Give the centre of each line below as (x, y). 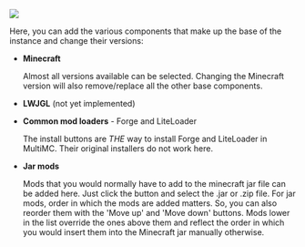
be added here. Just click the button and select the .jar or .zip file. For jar (159, 193)
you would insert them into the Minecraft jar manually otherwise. (143, 232)
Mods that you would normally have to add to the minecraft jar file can (154, 184)
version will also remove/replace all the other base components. (142, 86)
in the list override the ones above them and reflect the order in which (153, 222)
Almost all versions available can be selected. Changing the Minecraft (153, 76)
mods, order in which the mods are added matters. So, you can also (150, 203)
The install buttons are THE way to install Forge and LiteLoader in (145, 139)
